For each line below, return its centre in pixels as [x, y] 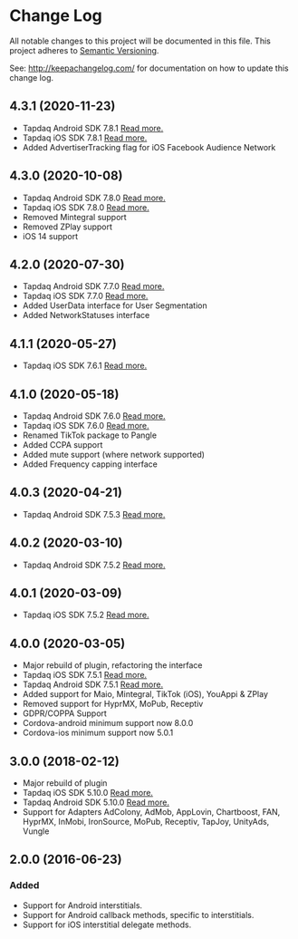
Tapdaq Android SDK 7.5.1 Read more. [93, 684]
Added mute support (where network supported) [114, 455]
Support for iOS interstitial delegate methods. [107, 924]
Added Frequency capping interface [90, 464]
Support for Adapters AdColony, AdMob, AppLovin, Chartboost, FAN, [151, 812]
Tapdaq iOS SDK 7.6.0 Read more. [86, 426]
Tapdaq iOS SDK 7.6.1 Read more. [85, 366]
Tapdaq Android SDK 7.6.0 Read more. [94, 416]
